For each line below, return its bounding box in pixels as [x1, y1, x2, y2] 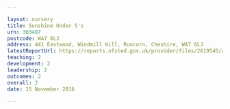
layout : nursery [7, 16, 53, 22]
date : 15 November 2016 [7, 86, 75, 93]
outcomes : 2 [7, 73, 41, 80]
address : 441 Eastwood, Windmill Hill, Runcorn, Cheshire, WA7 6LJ [7, 42, 204, 48]
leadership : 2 [7, 66, 48, 74]
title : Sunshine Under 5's [7, 22, 84, 29]
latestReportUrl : [7, 48, 57, 54]
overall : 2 [7, 79, 38, 86]
